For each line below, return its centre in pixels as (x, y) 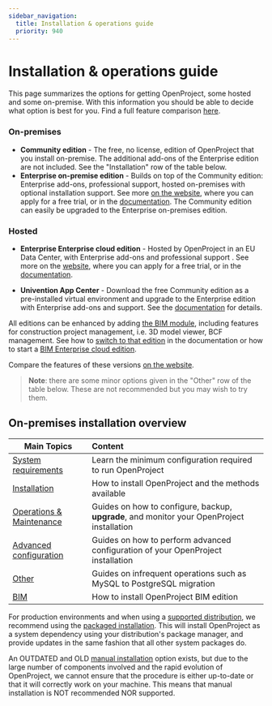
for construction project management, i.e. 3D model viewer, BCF (115, 331)
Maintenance (37, 522)
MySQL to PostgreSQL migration (153, 583)
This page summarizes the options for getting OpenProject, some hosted (130, 93)
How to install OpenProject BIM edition (165, 596)
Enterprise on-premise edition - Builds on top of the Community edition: (142, 175)
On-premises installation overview (98, 423)
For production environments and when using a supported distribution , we (132, 617)
